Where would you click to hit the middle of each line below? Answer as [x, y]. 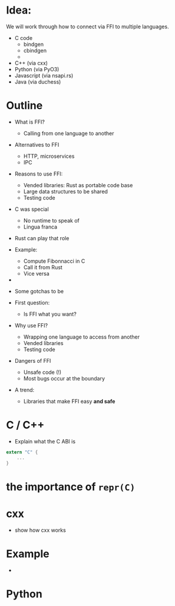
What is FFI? [30, 122]
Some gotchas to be [39, 291]
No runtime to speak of [51, 220]
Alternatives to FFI [37, 144]
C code [24, 38]
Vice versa [37, 273]
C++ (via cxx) [31, 63]
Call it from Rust [43, 267]
